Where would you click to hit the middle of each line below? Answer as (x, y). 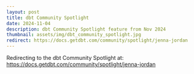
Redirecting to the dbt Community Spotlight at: (65, 58)
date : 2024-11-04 (29, 23)
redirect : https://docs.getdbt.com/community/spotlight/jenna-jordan (97, 40)
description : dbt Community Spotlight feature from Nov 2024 (86, 29)
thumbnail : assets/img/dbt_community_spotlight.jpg (74, 35)
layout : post (23, 12)
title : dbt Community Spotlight (48, 18)
